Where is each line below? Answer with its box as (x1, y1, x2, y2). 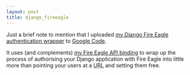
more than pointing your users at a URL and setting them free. (6, 61, 160, 69)
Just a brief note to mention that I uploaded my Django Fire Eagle (6, 31, 169, 38)
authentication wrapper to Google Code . (6, 37, 107, 44)
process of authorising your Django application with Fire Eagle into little (6, 55, 185, 62)
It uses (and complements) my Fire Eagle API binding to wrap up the (6, 49, 176, 56)
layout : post (6, 8, 39, 15)
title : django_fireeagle (6, 14, 69, 20)
